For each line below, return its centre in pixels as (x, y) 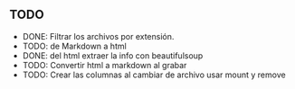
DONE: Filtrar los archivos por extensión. (98, 36)
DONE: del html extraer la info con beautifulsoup (113, 55)
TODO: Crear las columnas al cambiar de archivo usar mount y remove (154, 75)
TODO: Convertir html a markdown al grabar (105, 65)
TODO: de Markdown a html (74, 46)
